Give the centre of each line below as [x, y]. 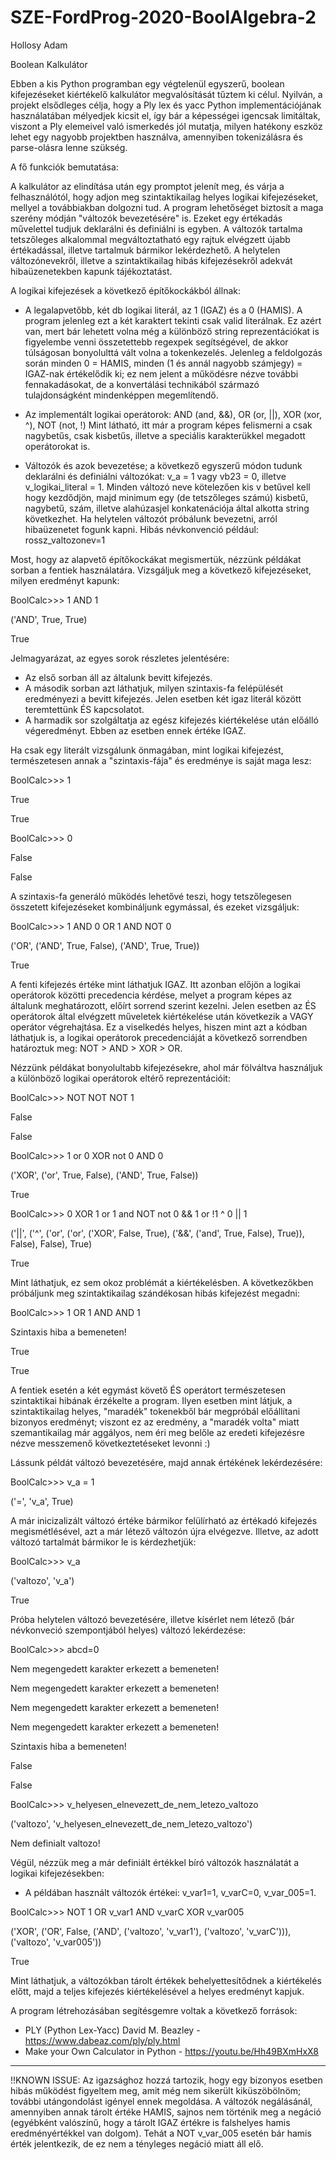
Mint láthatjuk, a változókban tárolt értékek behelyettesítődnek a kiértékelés [166, 1980]
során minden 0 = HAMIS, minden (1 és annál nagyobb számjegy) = [163, 363]
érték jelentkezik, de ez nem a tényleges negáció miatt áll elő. [137, 2143]
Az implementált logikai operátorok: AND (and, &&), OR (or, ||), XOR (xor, [173, 414]
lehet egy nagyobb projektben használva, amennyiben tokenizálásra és [156, 137]
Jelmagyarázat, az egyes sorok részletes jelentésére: [120, 658]
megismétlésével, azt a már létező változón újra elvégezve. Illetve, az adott [164, 1531]
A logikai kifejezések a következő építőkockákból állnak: [125, 290]
